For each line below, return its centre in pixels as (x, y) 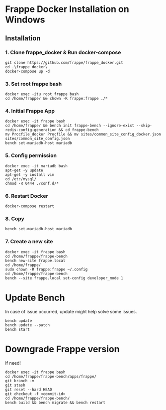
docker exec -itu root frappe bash (42, 94)
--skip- (144, 126)
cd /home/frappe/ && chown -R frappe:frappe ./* (56, 99)
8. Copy (15, 219)
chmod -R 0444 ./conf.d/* (32, 183)
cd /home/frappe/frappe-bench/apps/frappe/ (51, 376)
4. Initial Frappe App (30, 111)
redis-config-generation (31, 130)
